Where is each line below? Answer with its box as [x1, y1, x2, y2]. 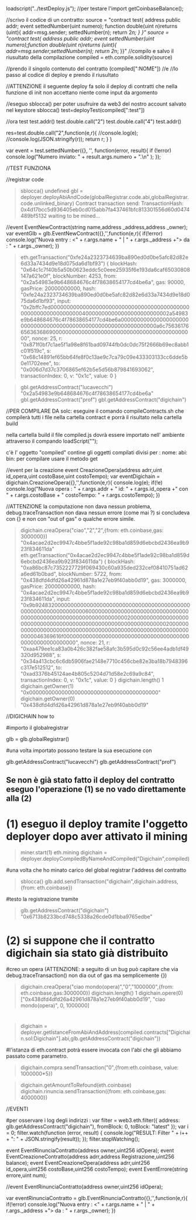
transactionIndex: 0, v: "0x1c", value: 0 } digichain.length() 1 [20, 676, 164, 683]
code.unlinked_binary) [20, 200, 75, 207]
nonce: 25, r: [32, 335, 63, 342]
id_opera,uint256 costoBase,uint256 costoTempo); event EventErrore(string [6, 1165, 188, 1173]
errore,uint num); [6, 1172, 47, 1179]
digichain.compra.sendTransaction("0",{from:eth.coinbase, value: [20, 1064, 179, 1071]
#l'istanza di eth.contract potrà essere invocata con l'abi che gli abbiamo [6, 1046, 181, 1053]
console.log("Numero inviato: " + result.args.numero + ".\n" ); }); [6, 153, 161, 160]
